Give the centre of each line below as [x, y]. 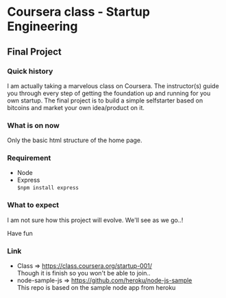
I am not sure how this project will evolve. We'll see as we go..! [95, 220]
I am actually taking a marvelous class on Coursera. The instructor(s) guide [113, 85]
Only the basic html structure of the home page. [75, 140]
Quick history [30, 71]
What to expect [33, 205]
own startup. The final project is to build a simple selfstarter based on [105, 100]
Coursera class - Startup [79, 12]
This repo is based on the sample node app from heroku [96, 288]
